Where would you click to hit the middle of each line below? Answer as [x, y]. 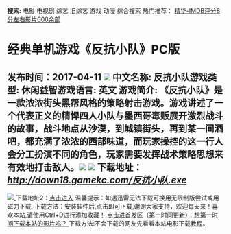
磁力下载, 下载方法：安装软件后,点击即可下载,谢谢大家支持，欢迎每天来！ [110, 206]
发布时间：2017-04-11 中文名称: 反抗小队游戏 [107, 77]
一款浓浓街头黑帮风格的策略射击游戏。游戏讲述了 [111, 103]
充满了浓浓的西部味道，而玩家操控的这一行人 [129, 141]
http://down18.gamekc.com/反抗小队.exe [97, 180]
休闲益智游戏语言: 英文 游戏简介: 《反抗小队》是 [122, 90]
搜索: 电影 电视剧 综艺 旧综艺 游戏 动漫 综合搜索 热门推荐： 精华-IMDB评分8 [114, 11]
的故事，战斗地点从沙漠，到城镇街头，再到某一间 [111, 129]
